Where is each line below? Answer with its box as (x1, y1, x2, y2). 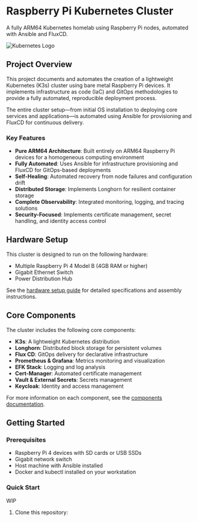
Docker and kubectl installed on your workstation (14, 469, 136, 476)
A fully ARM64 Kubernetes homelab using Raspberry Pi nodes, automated (6, 24, 188, 31)
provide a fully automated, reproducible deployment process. (6, 94, 157, 101)
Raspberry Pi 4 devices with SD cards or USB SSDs (14, 449, 142, 457)
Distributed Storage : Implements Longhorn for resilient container (14, 186, 176, 193)
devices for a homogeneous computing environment (14, 154, 145, 161)
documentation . (6, 400, 45, 408)
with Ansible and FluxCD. (6, 30, 68, 37)
